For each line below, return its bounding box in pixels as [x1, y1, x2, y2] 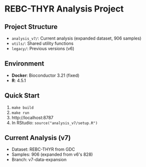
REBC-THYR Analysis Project [4, 3, 124, 14]
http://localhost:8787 [11, 114, 54, 120]
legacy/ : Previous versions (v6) [11, 46, 75, 51]
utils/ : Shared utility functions [11, 41, 74, 46]
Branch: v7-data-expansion [11, 157, 66, 163]
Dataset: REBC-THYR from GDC [11, 146, 76, 153]
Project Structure [4, 23, 58, 31]
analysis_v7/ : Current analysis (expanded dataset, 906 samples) [11, 35, 142, 41]
